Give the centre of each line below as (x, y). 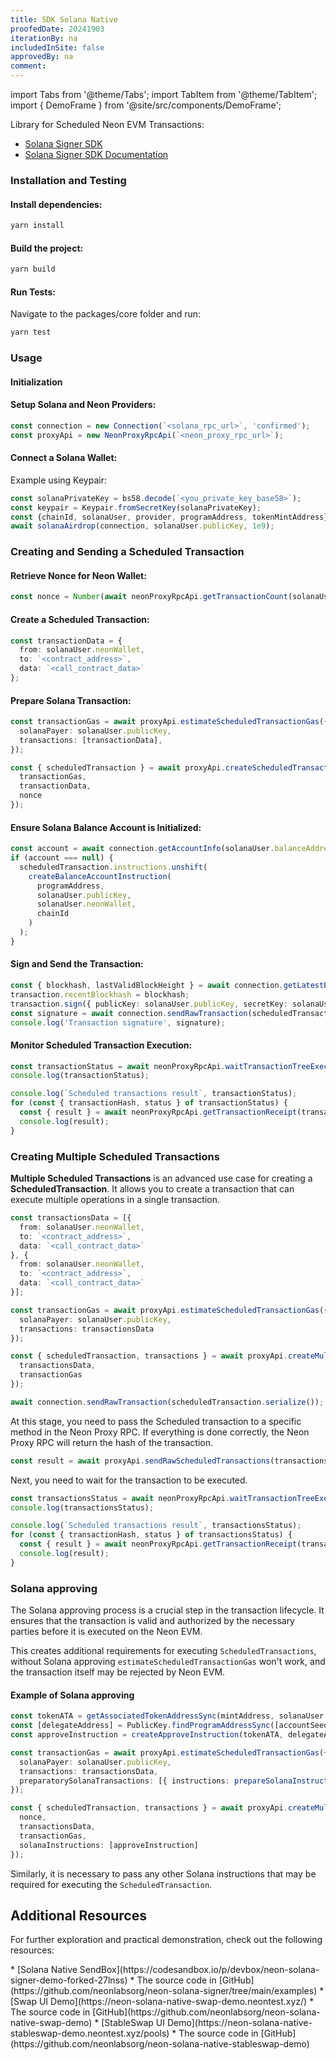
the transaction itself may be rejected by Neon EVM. (118, 1672)
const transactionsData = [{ (71, 1218)
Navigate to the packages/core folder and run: (106, 314)
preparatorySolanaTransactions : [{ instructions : (124, 1781)
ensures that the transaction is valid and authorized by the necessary (152, 1621)
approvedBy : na (42, 57)
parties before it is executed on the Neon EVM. (106, 1632)
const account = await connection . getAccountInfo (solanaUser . (142, 849)
